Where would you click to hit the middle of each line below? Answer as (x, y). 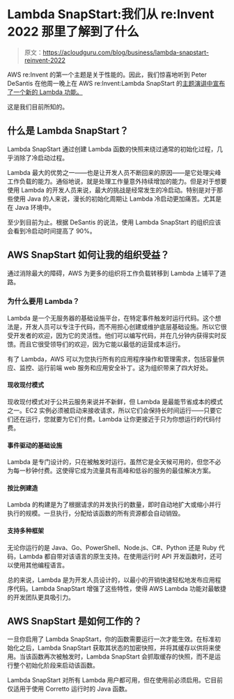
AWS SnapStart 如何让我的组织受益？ (88, 255)
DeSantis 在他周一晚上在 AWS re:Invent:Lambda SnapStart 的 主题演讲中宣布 (116, 83)
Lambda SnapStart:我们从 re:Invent (111, 14)
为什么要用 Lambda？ (44, 302)
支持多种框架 (25, 531)
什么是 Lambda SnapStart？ (68, 131)
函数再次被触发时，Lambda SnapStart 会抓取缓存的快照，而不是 (123, 656)
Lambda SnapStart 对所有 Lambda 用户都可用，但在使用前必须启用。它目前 (115, 680)
